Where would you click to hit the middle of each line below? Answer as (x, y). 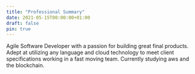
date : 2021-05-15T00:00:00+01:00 (48, 18)
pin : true (19, 29)
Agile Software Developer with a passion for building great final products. (97, 46)
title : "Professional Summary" (46, 12)
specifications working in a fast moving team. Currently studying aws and (98, 59)
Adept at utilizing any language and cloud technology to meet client (90, 53)
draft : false (23, 23)
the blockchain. (25, 66)
